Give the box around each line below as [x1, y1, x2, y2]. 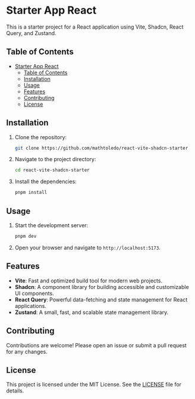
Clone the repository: [14, 133, 67, 140]
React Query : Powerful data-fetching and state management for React [14, 296, 188, 303]
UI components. [14, 290, 55, 297]
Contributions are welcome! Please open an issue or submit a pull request [6, 341, 187, 348]
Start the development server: [14, 222, 89, 229]
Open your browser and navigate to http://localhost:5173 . [14, 244, 161, 251]
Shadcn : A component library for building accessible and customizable [14, 283, 189, 290]
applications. [14, 302, 46, 309]
